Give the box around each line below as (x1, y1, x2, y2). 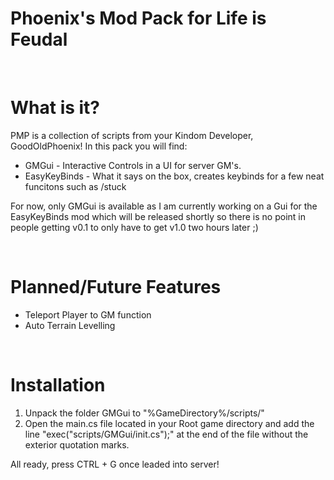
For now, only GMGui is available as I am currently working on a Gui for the (10, 200, 318, 212)
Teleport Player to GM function (24, 308, 152, 321)
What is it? (10, 97, 101, 119)
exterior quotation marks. (24, 438, 130, 451)
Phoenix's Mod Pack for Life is (10, 7, 267, 30)
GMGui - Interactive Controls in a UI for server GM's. (24, 159, 242, 171)
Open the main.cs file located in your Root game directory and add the (24, 417, 315, 429)
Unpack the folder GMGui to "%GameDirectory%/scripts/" (24, 407, 265, 419)
